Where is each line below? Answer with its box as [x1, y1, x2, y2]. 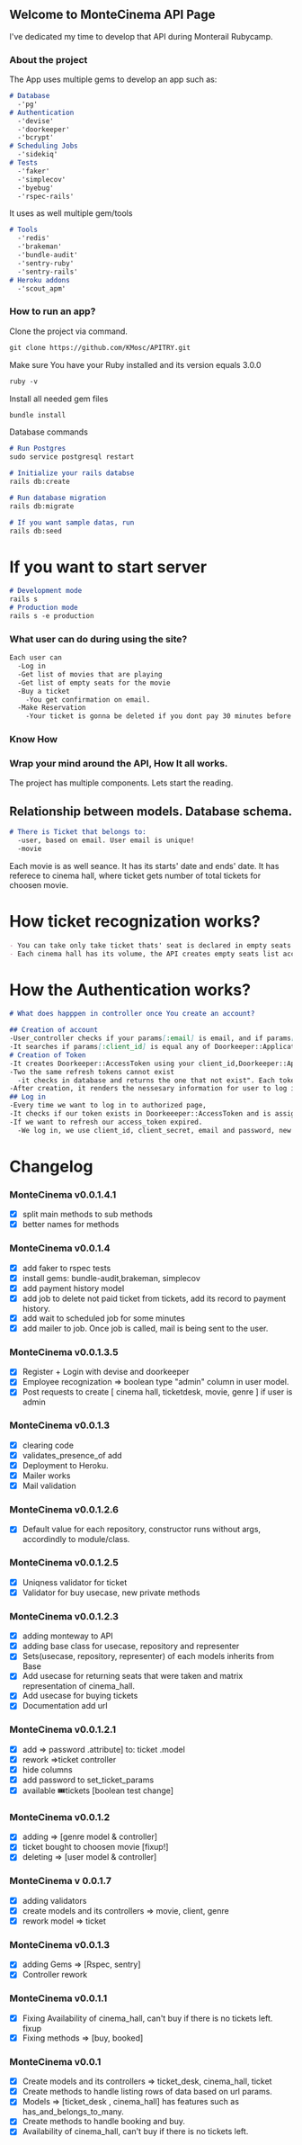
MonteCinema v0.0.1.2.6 [9, 1503, 120, 1515]
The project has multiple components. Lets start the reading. [9, 777, 234, 788]
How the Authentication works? [9, 980, 252, 1000]
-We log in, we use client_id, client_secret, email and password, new [17, 1126, 292, 1135]
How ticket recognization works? [9, 911, 261, 931]
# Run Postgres [9, 444, 67, 453]
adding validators [22, 1895, 87, 1906]
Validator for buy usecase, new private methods [22, 1587, 200, 1598]
